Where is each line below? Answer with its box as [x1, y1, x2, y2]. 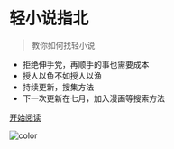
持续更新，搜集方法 [22, 81, 95, 92]
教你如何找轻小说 [31, 40, 96, 51]
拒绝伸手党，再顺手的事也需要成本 [22, 59, 150, 70]
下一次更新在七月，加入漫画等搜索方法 [22, 92, 165, 104]
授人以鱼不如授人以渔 [22, 70, 102, 81]
